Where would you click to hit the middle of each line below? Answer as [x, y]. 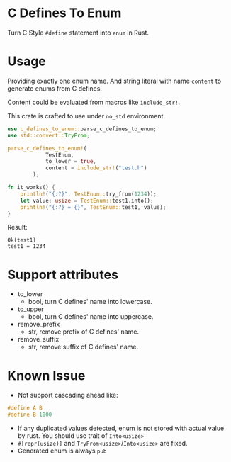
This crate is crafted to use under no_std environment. [86, 115]
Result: [17, 227]
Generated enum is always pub [62, 451]
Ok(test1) [22, 240]
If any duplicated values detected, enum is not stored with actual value [121, 428]
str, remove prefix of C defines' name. [84, 332]
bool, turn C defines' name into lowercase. [90, 302]
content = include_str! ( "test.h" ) [96, 168]
